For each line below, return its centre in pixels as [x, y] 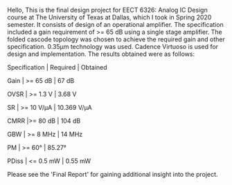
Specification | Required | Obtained [57, 67]
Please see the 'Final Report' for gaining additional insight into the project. [113, 174]
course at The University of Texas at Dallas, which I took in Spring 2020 [109, 17]
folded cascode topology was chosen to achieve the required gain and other [116, 39]
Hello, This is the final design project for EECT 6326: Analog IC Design [107, 10]
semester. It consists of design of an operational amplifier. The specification [115, 25]
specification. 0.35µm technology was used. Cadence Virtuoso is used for [113, 47]
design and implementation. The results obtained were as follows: [101, 54]
